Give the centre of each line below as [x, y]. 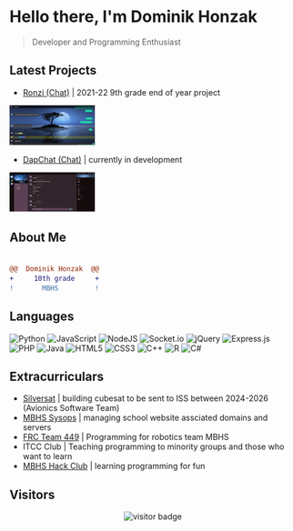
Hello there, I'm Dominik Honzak [133, 17]
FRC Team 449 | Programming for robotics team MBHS [126, 437]
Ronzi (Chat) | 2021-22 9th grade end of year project [121, 92]
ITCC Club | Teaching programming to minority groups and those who [153, 446]
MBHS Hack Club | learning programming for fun [114, 466]
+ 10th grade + [55, 279]
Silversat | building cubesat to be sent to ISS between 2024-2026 [145, 398]
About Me [38, 237]
